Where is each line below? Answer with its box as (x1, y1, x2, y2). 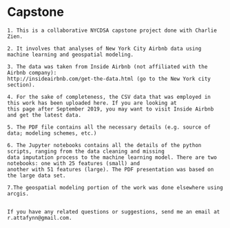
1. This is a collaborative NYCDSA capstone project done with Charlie (7, 27, 217, 34)
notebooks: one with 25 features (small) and (7, 160, 140, 167)
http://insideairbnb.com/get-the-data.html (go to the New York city (7, 75, 211, 82)
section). (7, 81, 36, 88)
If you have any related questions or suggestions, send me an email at (7, 208, 220, 215)
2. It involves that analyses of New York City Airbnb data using (7, 45, 202, 52)
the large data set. (7, 172, 67, 179)
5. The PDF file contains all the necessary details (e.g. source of (7, 124, 211, 131)
